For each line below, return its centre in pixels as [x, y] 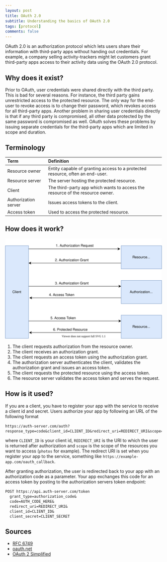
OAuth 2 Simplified [32, 554]
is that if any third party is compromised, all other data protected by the [78, 116]
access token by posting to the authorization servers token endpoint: [76, 482]
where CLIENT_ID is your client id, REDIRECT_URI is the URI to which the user [82, 440]
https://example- [121, 456]
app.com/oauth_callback [30, 462]
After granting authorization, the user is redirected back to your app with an [83, 471]
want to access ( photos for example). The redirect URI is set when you [77, 451]
